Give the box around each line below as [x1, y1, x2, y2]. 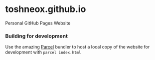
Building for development [5, 32, 68, 39]
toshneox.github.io [5, 3, 86, 15]
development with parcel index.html [5, 49, 81, 55]
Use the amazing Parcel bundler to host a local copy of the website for [5, 44, 150, 50]
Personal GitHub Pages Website [5, 20, 71, 26]
